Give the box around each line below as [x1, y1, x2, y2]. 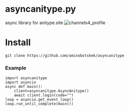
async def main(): [5, 84, 43, 89]
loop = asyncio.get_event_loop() [5, 97, 74, 102]
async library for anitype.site [5, 20, 63, 26]
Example [5, 64, 27, 71]
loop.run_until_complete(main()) [5, 102, 74, 107]
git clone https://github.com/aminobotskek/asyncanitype [5, 53, 125, 58]
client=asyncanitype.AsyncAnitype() [14, 88, 90, 94]
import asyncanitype [5, 76, 48, 81]
